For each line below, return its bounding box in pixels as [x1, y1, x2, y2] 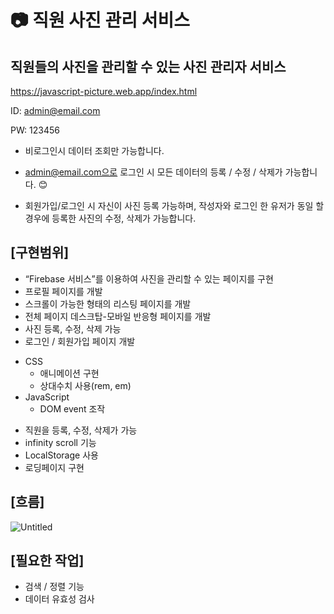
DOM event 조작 [39, 402, 106, 415]
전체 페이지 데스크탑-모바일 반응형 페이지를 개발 [24, 310, 212, 322]
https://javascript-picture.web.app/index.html [10, 86, 198, 97]
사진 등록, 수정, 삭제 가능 [24, 322, 122, 335]
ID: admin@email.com [10, 105, 101, 116]
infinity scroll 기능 [24, 436, 97, 448]
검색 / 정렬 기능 [24, 581, 85, 593]
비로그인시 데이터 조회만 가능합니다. [24, 145, 165, 156]
